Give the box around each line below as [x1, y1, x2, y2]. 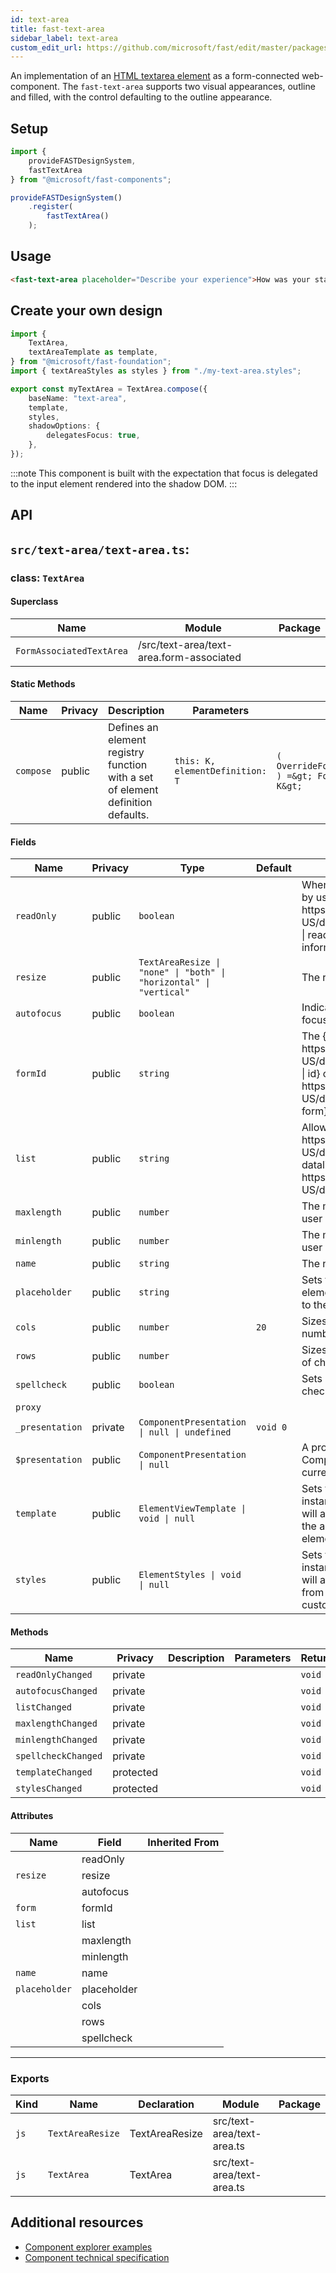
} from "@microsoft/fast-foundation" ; [10, 357, 172, 367]
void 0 [256, 1422, 288, 1433]
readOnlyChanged [15, 1669, 93, 1681]
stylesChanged [15, 1783, 83, 1795]
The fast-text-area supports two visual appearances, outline [61, 81, 316, 93]
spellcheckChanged [15, 1751, 103, 1762]
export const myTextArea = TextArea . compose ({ [10, 384, 208, 394]
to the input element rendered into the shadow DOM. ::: [10, 477, 238, 490]
